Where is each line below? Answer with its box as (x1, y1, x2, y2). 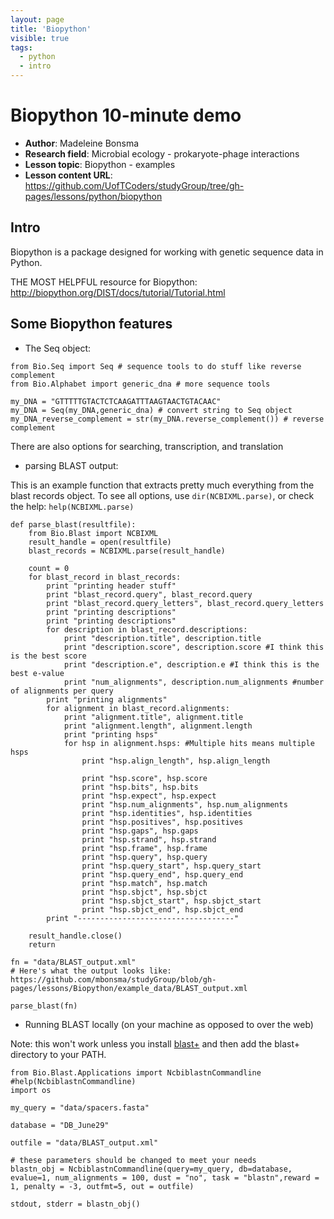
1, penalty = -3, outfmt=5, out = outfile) (10, 1181, 195, 1191)
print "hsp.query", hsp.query (81, 852, 208, 862)
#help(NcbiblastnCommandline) (10, 1076, 137, 1086)
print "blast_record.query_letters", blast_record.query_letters (46, 598, 325, 608)
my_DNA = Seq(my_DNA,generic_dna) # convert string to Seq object (10, 405, 293, 415)
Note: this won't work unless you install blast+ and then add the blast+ (10, 1037, 300, 1050)
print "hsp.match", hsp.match (81, 878, 208, 888)
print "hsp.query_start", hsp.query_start (81, 861, 262, 871)
